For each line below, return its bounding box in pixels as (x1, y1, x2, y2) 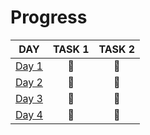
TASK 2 (98, 42, 136, 56)
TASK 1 (52, 42, 90, 56)
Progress (10, 6, 88, 29)
